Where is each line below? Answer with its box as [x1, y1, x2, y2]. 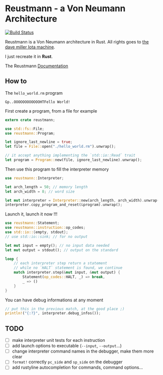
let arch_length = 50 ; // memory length [5, 184, 88, 189]
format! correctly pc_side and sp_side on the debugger [12, 359, 123, 365]
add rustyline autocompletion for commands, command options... [12, 364, 143, 371]
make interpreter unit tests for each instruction [12, 337, 105, 343]
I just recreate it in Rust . [5, 53, 53, 59]
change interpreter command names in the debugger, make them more [12, 348, 154, 354]
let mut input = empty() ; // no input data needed [5, 243, 110, 248]
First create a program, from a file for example [5, 108, 98, 114]
